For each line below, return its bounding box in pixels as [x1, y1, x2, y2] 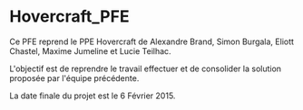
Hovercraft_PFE [9, 6, 130, 27]
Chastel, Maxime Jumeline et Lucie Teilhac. [9, 45, 171, 56]
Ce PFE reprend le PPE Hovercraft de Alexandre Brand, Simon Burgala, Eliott [9, 36, 295, 47]
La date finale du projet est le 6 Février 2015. [9, 90, 176, 101]
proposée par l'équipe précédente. [9, 72, 140, 83]
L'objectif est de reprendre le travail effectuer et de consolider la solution [9, 63, 282, 74]
